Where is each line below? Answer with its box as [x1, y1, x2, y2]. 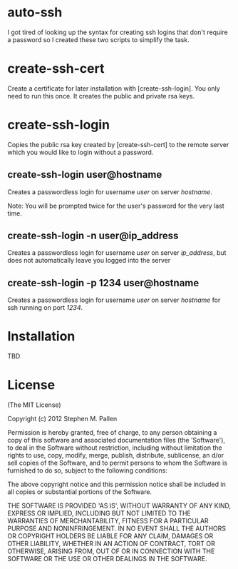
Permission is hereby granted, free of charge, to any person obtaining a [7, 428, 217, 437]
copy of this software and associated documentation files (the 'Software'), [7, 436, 226, 445]
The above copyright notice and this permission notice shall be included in [7, 480, 226, 489]
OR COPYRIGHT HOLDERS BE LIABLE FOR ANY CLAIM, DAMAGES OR [7, 532, 214, 540]
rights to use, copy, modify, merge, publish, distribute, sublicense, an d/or [7, 451, 224, 460]
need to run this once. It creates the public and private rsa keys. [7, 91, 195, 100]
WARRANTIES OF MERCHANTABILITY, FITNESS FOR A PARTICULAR [7, 517, 209, 525]
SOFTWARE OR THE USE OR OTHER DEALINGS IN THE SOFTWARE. [7, 555, 207, 563]
